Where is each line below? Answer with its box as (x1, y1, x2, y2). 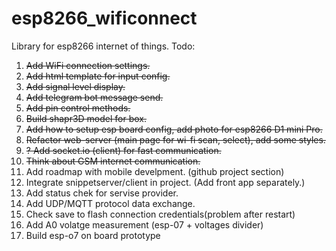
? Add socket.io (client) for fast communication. (25, 144, 222, 156)
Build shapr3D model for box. (25, 112, 148, 124)
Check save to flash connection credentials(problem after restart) (25, 208, 296, 220)
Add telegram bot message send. (25, 91, 164, 103)
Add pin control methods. (25, 102, 131, 114)
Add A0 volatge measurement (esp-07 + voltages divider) (25, 218, 264, 231)
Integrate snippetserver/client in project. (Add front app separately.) (25, 176, 306, 188)
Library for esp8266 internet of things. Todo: (11, 40, 196, 52)
